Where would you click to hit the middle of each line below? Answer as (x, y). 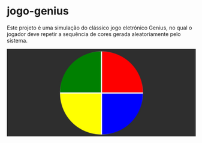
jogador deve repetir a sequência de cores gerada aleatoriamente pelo (94, 34)
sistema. (17, 40)
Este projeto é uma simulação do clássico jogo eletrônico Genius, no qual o (100, 28)
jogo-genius (38, 11)
